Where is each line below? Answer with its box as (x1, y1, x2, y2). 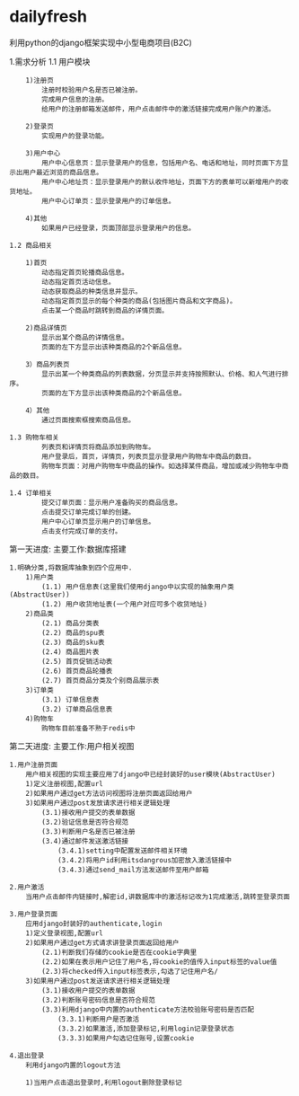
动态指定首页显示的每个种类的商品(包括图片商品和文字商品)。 (41, 296, 237, 305)
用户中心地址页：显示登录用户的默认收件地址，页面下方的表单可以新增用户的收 (41, 177, 289, 186)
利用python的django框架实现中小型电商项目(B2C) (9, 37, 193, 48)
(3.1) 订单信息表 (41, 694, 100, 704)
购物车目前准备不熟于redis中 (41, 723, 136, 733)
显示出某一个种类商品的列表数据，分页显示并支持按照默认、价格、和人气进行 (41, 369, 283, 378)
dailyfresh (9, 6, 88, 27)
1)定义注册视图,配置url (25, 779, 103, 788)
